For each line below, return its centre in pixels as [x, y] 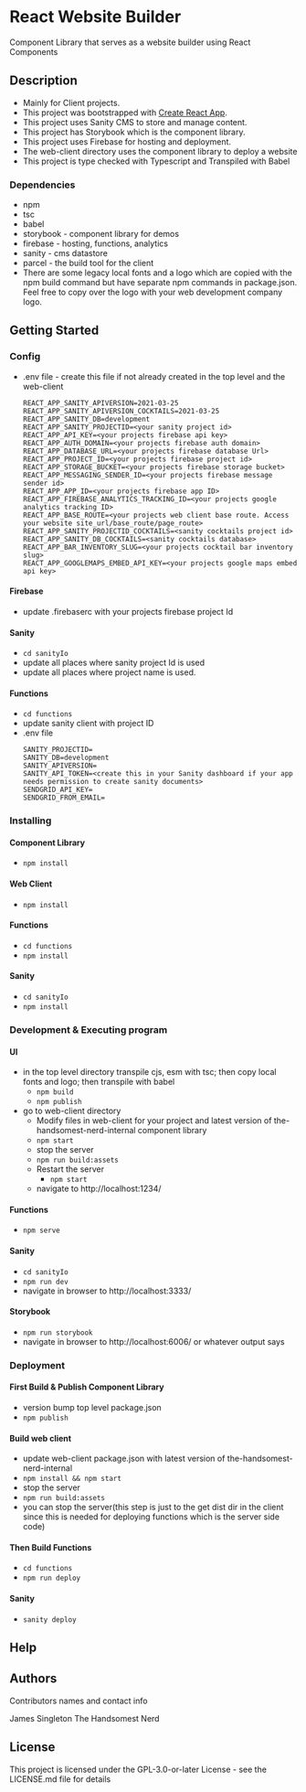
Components [34, 51]
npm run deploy [52, 1578]
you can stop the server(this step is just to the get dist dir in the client [153, 1508]
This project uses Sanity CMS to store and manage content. [135, 122]
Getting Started [54, 331]
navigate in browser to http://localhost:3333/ [107, 1291]
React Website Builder [95, 17]
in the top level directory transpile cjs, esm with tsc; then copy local [149, 1072]
